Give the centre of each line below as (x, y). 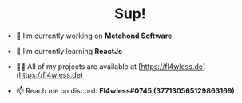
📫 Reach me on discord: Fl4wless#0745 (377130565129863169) (125, 90)
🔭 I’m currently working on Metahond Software (94, 36)
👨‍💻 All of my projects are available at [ (78, 66)
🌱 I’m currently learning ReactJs (69, 51)
